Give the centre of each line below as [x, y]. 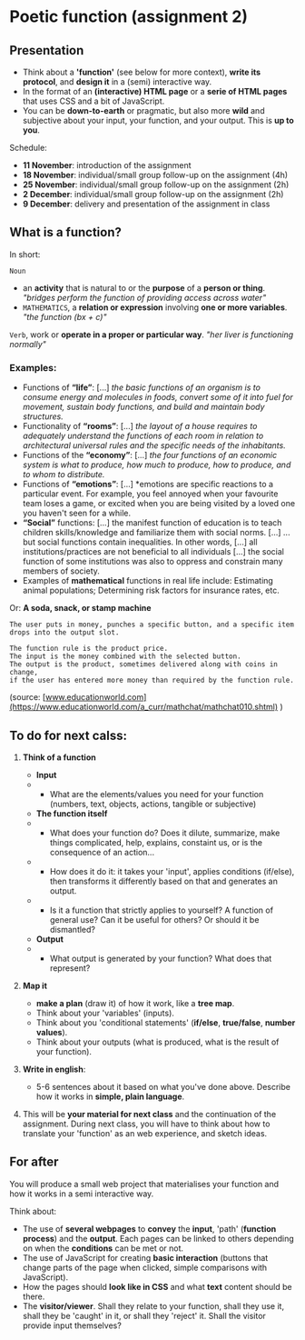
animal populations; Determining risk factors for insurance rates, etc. [151, 590]
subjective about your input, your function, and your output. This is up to [158, 120]
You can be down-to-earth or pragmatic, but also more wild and [143, 110]
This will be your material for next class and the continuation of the [149, 1114]
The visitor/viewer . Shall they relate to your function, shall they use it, [153, 1305]
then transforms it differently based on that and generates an [164, 881]
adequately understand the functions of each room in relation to [143, 436]
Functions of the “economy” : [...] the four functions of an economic [150, 455]
